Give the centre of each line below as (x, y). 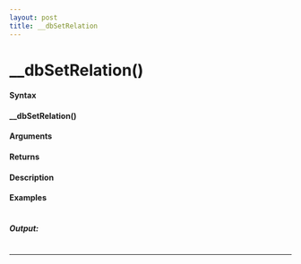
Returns (25, 157)
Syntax (23, 96)
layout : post (34, 17)
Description (32, 177)
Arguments (31, 136)
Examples (28, 198)
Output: (24, 228)
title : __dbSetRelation (54, 26)
